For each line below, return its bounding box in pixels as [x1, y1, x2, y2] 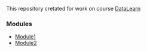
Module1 [14, 33, 36, 40]
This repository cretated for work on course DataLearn [6, 5, 141, 12]
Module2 [14, 40, 37, 47]
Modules [6, 19, 33, 28]
